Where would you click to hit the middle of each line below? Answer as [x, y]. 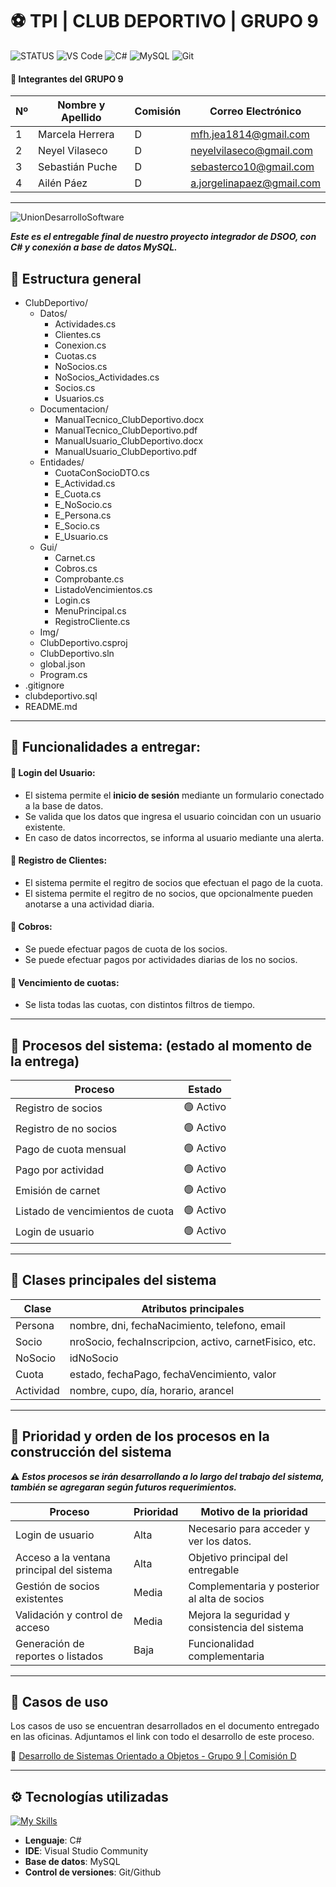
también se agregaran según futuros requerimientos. [123, 1487]
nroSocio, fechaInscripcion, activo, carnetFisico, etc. [193, 1341]
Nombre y [81, 105]
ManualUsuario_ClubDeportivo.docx [129, 440]
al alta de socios [226, 1598]
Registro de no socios [66, 1129]
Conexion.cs [80, 345]
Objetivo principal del [238, 1557]
